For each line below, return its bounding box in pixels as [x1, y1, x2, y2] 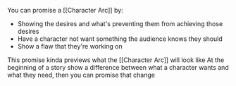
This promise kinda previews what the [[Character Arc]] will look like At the [7, 56, 225, 64]
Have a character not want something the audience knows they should [17, 35, 223, 43]
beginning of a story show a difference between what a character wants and [7, 63, 229, 71]
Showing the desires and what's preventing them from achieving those [17, 20, 223, 27]
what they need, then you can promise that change [7, 70, 155, 79]
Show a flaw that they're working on [17, 42, 123, 50]
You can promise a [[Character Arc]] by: [7, 6, 123, 14]
